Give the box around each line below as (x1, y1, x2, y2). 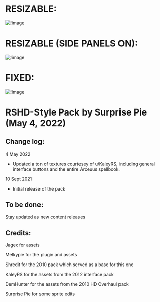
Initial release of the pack (12, 185, 66, 192)
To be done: (5, 201, 44, 209)
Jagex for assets (5, 242, 40, 248)
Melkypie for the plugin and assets (5, 252, 77, 258)
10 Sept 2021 (5, 176, 32, 182)
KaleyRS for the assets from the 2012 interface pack (5, 272, 114, 278)
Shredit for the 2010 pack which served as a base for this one (5, 261, 134, 268)
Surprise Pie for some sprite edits (5, 291, 75, 297)
